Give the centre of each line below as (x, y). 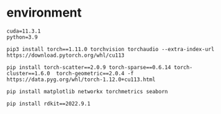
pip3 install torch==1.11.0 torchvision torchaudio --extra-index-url (110, 49)
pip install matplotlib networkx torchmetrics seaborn (87, 91)
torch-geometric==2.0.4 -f (95, 73)
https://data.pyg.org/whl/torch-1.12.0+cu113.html (81, 79)
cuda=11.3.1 (24, 31)
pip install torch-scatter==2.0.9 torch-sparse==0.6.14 (89, 67)
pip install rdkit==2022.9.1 (48, 104)
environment (44, 13)
